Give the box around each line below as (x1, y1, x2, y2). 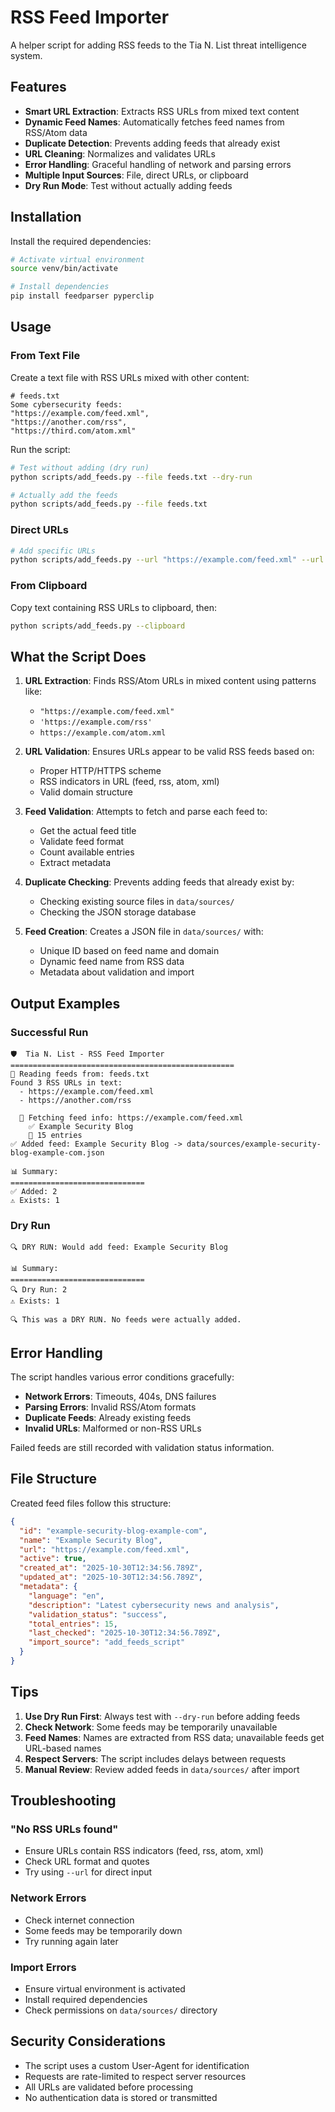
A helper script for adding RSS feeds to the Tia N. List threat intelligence (10, 39, 308, 51)
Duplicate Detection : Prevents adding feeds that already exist (24, 137, 281, 149)
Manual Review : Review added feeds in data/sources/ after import (24, 1763, 300, 1775)
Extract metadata (39, 857, 112, 869)
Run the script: (10, 443, 71, 455)
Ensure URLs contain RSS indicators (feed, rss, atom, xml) (24, 1845, 264, 1857)
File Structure (10, 1471, 97, 1488)
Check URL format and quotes (24, 1856, 150, 1868)
